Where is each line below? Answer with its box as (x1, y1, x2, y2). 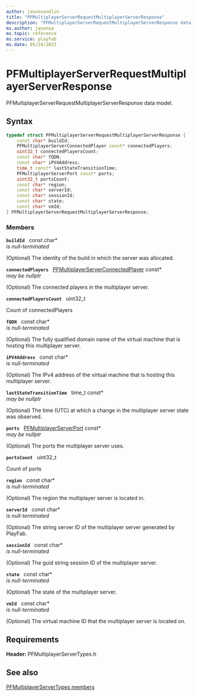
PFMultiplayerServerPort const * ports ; (17, 170, 115, 176)
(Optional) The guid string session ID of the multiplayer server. (6, 559, 157, 566)
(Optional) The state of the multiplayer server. (6, 588, 117, 595)
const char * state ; (17, 198, 65, 204)
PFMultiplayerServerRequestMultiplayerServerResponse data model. (6, 99, 173, 107)
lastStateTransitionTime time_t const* (6, 389, 104, 397)
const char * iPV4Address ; (17, 160, 81, 166)
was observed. (6, 413, 42, 420)
